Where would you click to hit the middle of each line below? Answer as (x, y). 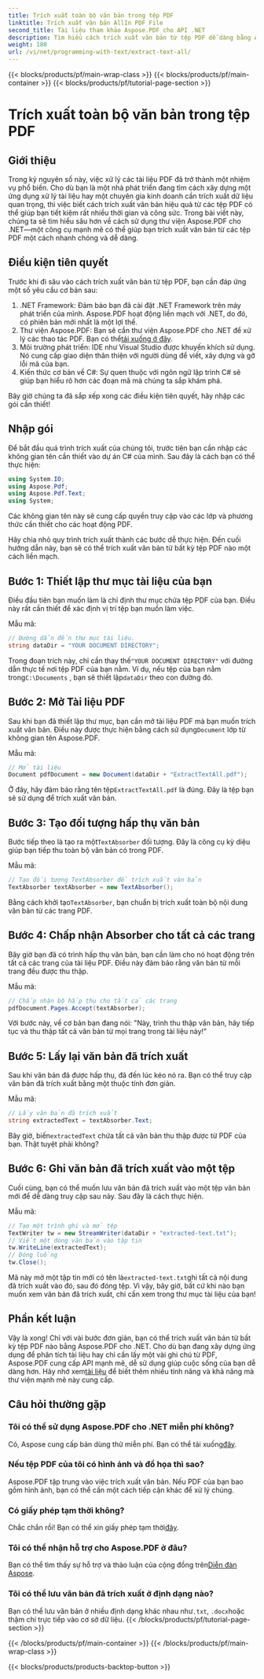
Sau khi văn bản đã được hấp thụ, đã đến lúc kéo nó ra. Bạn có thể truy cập (130, 1075)
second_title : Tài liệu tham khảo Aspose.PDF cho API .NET (107, 30)
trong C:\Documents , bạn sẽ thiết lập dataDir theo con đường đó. (111, 677)
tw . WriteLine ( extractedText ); (58, 1248)
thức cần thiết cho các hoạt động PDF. (70, 524)
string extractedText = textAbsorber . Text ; (81, 1121)
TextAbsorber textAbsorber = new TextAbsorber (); (91, 887)
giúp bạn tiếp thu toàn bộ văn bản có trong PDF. (86, 851)
